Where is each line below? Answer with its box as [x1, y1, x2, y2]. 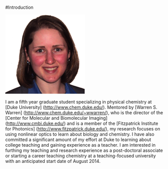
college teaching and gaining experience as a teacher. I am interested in [5, 142, 156, 148]
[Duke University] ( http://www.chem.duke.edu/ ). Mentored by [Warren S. [5, 104, 157, 110]
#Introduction [5, 5, 34, 10]
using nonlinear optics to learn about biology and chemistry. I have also [5, 131, 155, 137]
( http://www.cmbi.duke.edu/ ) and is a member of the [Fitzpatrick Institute [5, 120, 158, 126]
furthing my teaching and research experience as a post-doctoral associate [5, 147, 163, 153]
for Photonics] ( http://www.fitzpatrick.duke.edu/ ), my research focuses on [5, 126, 161, 131]
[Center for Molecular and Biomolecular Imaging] [5, 115, 108, 121]
